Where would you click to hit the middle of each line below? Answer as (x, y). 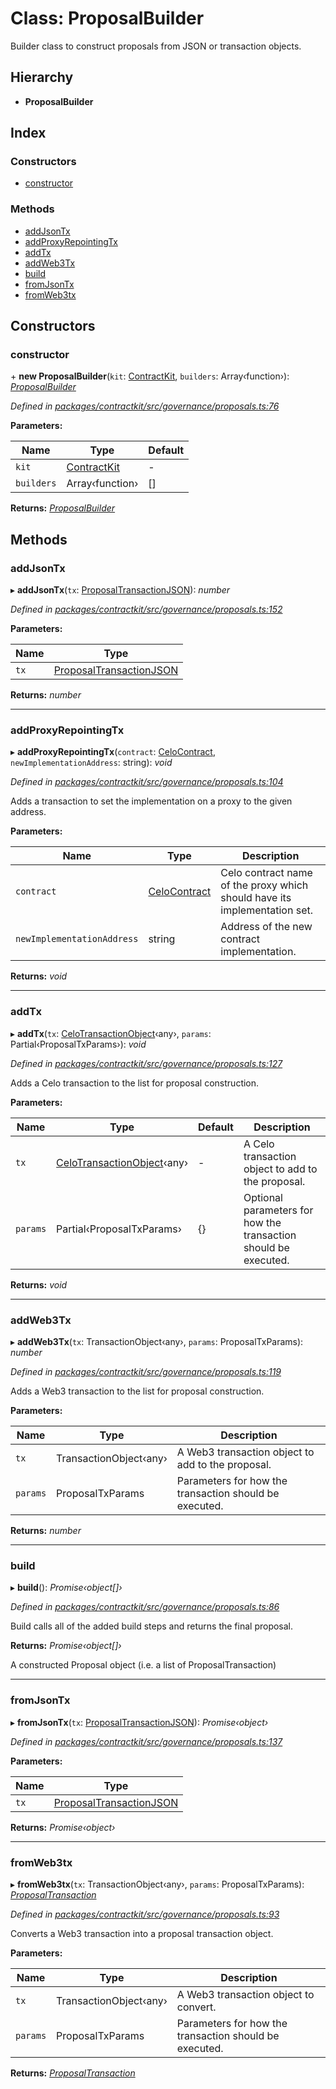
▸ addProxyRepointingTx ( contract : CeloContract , (113, 752)
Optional (263, 1197)
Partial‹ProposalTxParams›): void (78, 1044)
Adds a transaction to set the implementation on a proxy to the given (151, 801)
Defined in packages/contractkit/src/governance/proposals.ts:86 (145, 1607)
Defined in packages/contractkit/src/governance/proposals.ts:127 (146, 1063)
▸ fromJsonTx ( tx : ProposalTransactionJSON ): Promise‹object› (139, 1722)
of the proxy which (264, 885)
